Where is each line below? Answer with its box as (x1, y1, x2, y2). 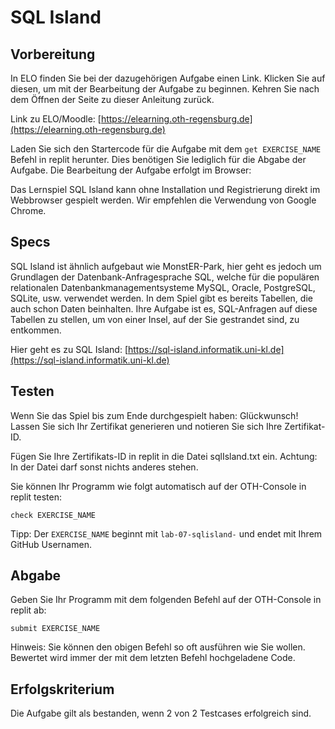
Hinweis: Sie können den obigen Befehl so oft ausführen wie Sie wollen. (10, 641, 306, 653)
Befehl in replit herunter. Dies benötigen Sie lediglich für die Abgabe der (10, 154, 307, 165)
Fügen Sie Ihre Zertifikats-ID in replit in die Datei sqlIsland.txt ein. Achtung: (10, 450, 318, 462)
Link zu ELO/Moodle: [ (10, 113, 102, 125)
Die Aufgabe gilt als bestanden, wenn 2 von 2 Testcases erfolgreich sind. (10, 707, 312, 720)
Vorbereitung (10, 46, 96, 63)
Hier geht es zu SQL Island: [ (10, 343, 129, 355)
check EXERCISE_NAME (10, 510, 97, 520)
